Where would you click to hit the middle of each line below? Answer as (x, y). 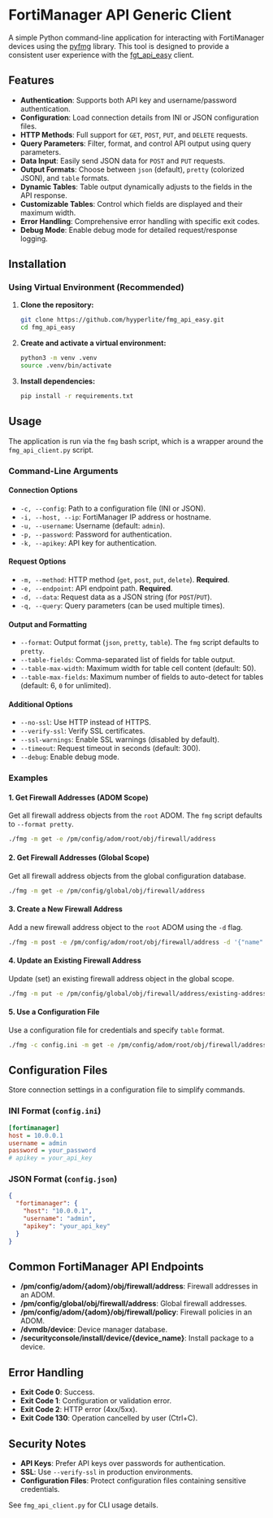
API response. (43, 195)
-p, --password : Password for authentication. (96, 534)
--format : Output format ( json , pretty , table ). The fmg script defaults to (139, 643)
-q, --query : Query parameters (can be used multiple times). (122, 605)
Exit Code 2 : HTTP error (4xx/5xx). (79, 1410)
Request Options (37, 562)
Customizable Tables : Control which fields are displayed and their (131, 204)
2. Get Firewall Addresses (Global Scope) (79, 858)
